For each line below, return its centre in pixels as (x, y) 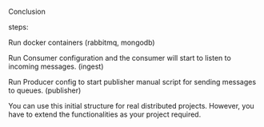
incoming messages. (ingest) (56, 66)
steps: (18, 27)
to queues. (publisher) (45, 90)
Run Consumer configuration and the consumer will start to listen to (120, 58)
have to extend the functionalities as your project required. (105, 114)
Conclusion (27, 12)
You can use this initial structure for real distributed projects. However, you (131, 106)
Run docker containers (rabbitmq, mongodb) (82, 42)
